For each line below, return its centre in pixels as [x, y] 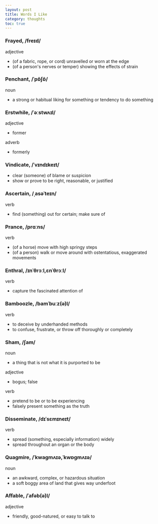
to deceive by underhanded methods [50, 324]
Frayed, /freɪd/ [23, 41]
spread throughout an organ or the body [53, 445]
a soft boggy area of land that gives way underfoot [64, 483]
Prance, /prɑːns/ [25, 227]
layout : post [19, 10]
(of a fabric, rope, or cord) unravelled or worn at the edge [71, 61]
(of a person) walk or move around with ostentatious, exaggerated [79, 252]
